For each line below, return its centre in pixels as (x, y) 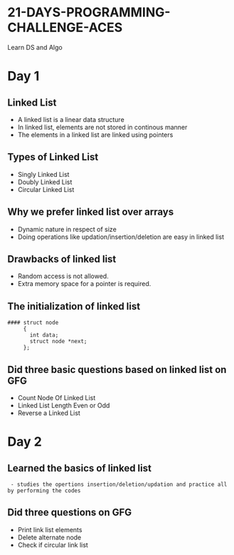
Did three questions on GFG (70, 513)
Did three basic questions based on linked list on (117, 369)
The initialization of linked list (74, 306)
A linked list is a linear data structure (71, 119)
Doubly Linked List (45, 182)
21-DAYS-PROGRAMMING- (89, 12)
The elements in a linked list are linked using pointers (95, 134)
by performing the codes (44, 491)
